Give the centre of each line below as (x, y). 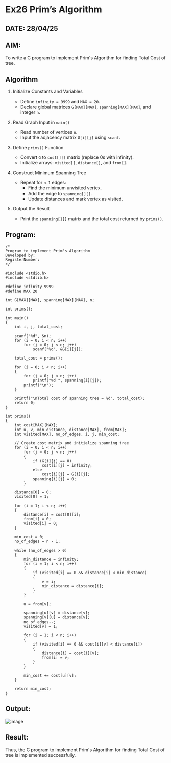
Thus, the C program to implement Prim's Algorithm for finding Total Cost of (85, 750)
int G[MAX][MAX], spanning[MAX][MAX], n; (50, 300)
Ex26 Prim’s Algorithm (54, 9)
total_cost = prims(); (39, 359)
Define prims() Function (38, 148)
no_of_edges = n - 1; (37, 542)
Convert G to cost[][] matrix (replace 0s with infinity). (77, 157)
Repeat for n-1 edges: (43, 183)
